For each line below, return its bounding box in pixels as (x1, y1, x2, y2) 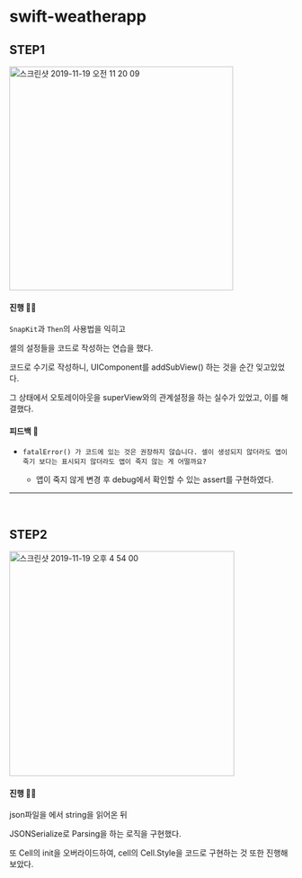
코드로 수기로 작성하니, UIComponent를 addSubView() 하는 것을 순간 (9, 362, 254, 372)
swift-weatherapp (9, 6, 147, 27)
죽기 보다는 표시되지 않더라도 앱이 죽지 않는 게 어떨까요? (22, 457, 207, 467)
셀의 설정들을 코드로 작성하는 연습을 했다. (9, 343, 154, 354)
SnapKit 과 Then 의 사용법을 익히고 (9, 324, 126, 335)
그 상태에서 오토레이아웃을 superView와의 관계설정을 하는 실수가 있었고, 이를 (9, 392, 280, 403)
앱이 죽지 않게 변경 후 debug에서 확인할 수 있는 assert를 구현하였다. (35, 474, 274, 485)
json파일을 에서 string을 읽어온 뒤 (9, 810, 128, 820)
